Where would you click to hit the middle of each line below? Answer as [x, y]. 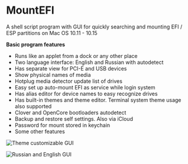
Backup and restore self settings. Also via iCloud [74, 118]
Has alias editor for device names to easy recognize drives [86, 94]
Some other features [40, 131]
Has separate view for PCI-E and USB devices [71, 68]
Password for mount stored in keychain [62, 125]
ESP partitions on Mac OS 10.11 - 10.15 [52, 33]
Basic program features [36, 44]
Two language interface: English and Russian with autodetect [89, 62]
